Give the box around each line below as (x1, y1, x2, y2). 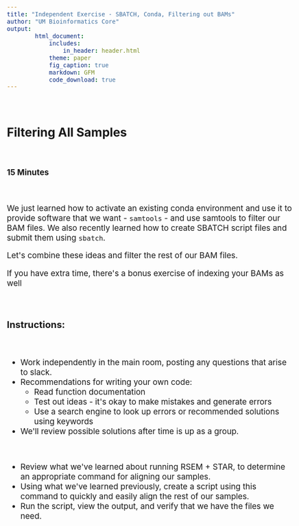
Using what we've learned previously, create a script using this (20, 481, 257, 492)
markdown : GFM (49, 68, 95, 76)
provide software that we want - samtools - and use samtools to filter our (7, 212, 280, 223)
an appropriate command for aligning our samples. (20, 471, 211, 482)
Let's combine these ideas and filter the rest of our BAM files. (7, 250, 238, 261)
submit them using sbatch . (7, 232, 106, 243)
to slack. (20, 366, 53, 377)
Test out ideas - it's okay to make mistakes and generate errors (34, 396, 272, 407)
